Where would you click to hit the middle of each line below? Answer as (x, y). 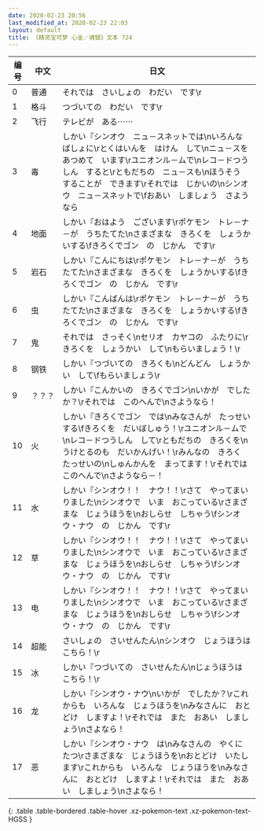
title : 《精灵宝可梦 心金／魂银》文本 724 (70, 37)
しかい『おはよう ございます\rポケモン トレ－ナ (156, 222)
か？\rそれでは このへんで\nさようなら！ (140, 402)
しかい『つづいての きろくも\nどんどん (137, 364)
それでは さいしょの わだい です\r (132, 93)
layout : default (35, 30)
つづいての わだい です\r (112, 107)
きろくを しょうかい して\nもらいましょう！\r (152, 349)
